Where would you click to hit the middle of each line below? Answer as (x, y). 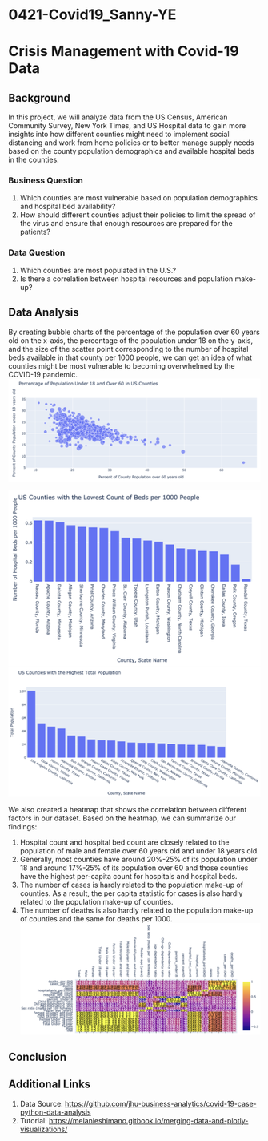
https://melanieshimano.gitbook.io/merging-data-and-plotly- (148, 1120)
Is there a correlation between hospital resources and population (126, 279)
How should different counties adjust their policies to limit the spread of (138, 215)
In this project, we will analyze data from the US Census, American (118, 117)
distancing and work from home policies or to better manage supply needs (131, 143)
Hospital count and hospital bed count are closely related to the (124, 842)
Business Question (46, 180)
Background (39, 98)
